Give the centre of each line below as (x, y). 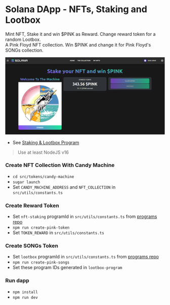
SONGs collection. (25, 50)
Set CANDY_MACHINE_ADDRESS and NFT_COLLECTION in (64, 187)
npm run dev (25, 297)
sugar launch (26, 182)
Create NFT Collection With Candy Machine (60, 165)
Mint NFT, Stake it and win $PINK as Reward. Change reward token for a (80, 34)
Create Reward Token (32, 205)
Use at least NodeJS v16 (43, 152)
